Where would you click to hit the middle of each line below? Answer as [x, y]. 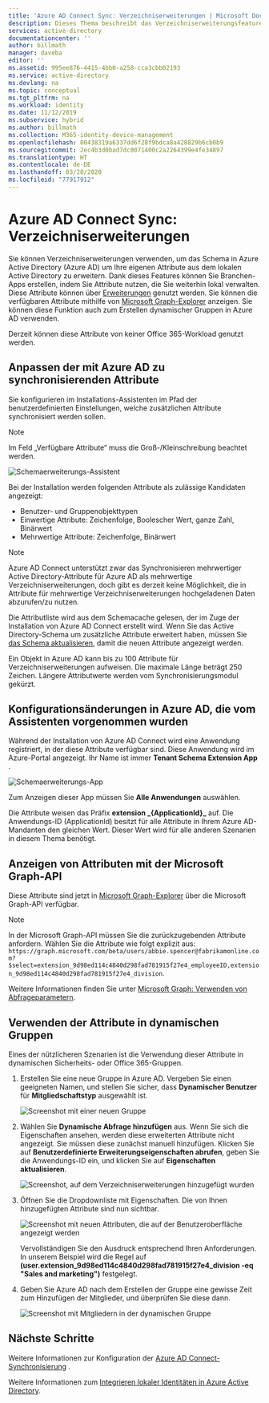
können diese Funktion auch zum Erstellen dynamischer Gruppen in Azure [130, 309]
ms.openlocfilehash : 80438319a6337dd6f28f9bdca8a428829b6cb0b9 [116, 142]
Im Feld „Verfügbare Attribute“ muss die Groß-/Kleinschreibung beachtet [128, 447]
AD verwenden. [34, 318]
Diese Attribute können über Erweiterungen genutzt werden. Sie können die [133, 293]
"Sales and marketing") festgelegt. [78, 1274]
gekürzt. [22, 684]
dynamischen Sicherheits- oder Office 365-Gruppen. [96, 1063]
